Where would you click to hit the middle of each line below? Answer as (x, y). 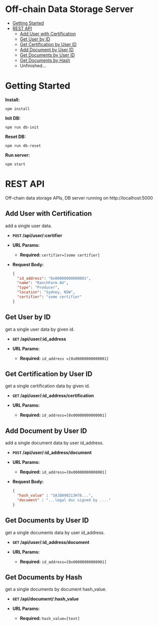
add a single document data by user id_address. (54, 443)
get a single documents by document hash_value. (56, 589)
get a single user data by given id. (40, 329)
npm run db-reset (23, 146)
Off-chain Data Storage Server (69, 9)
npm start (15, 164)
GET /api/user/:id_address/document (51, 542)
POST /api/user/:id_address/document (52, 453)
